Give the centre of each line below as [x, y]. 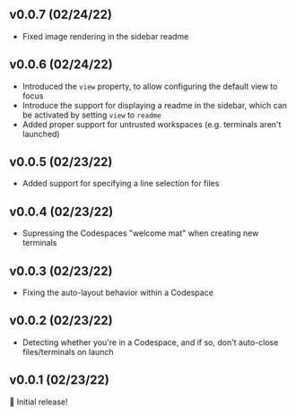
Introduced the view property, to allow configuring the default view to [150, 86]
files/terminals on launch [68, 351]
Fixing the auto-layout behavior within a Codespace [118, 293]
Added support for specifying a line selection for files [121, 184]
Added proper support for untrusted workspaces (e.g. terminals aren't [152, 124]
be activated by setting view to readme [91, 115]
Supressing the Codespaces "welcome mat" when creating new [140, 233]
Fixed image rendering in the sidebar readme [105, 36]
